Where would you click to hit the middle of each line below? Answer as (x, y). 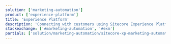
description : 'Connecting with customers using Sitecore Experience (79, 24)
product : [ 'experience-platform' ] (42, 15)
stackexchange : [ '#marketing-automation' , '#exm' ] (60, 29)
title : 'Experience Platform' (37, 19)
